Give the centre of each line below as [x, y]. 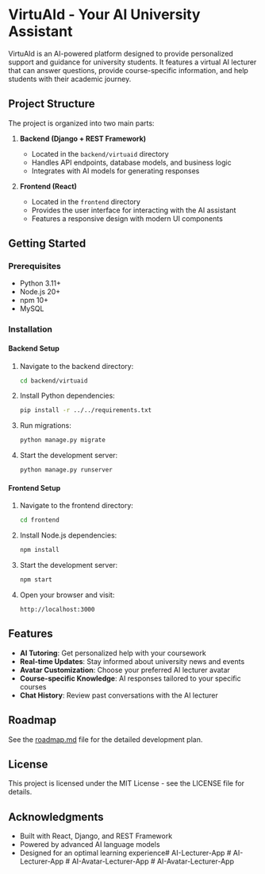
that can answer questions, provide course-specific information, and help [128, 70]
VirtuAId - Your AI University [104, 15]
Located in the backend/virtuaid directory [100, 153]
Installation [31, 329]
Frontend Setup [35, 487]
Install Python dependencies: [67, 396]
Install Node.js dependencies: [68, 535]
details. [20, 792]
